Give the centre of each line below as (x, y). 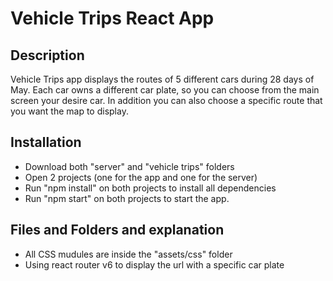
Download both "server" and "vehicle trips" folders (129, 166)
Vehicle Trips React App (112, 18)
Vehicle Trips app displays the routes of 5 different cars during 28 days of (162, 79)
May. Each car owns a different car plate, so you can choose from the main (165, 90)
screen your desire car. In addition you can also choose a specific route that (166, 100)
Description (47, 55)
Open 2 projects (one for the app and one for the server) (141, 177)
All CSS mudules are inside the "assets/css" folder (128, 254)
